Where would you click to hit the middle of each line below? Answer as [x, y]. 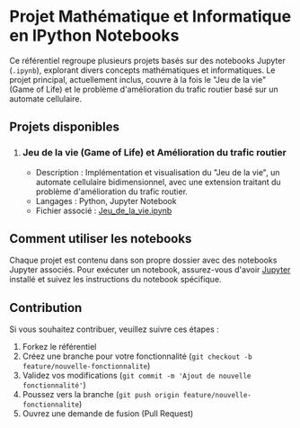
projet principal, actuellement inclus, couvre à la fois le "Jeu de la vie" [138, 79]
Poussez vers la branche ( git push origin [101, 395]
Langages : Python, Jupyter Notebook [106, 201]
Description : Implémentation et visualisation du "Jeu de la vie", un [158, 172]
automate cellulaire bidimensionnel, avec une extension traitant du [158, 182]
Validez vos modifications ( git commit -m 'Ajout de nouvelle [137, 376]
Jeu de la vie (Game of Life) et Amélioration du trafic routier [154, 153]
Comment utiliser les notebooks [101, 239]
